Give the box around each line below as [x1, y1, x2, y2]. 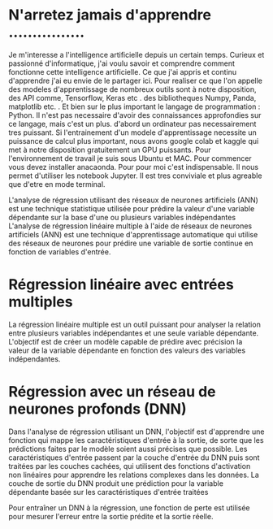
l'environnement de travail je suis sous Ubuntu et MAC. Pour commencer [8, 153, 252, 163]
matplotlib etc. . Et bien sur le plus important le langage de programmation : [8, 102, 261, 111]
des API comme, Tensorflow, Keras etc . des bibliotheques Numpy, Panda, [8, 93, 257, 102]
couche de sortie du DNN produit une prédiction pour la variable [8, 478, 223, 488]
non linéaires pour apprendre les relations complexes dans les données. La [8, 470, 260, 479]
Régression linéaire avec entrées [8, 275, 234, 294]
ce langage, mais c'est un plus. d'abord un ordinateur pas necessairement [8, 119, 257, 128]
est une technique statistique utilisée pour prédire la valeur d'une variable [8, 203, 255, 213]
